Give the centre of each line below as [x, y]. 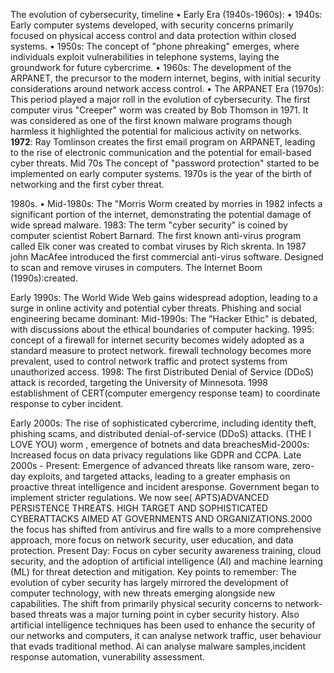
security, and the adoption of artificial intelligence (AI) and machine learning [166, 561]
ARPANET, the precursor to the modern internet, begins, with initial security [166, 78]
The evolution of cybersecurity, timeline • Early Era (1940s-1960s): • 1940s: [166, 14]
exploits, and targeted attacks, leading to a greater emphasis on [159, 476]
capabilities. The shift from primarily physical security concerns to [146, 603]
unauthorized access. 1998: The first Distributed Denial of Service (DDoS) [162, 372]
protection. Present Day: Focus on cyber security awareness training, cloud [166, 550]
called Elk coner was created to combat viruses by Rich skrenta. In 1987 [158, 246]
